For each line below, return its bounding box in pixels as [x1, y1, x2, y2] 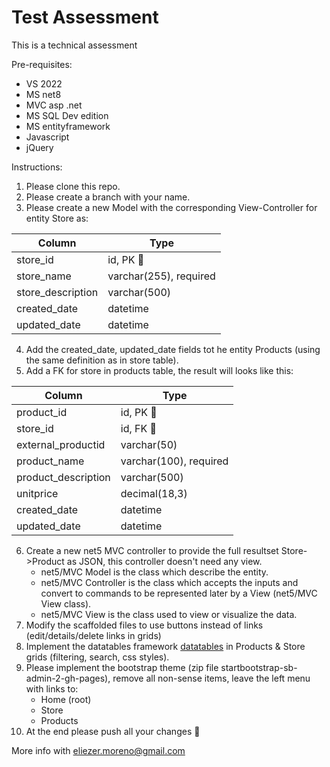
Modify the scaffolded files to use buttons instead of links [25, 619, 264, 631]
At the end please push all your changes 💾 [25, 725, 201, 737]
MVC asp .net [25, 99, 83, 111]
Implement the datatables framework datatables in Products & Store [25, 640, 306, 652]
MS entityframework [25, 120, 111, 132]
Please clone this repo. [25, 180, 121, 192]
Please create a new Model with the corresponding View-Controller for [25, 201, 318, 213]
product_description [16, 470, 111, 484]
